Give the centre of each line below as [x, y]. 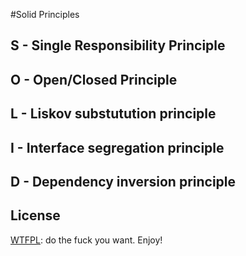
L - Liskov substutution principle [113, 114]
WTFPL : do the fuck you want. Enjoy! [86, 240]
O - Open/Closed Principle [94, 79]
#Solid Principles [45, 14]
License [35, 215]
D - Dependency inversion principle [123, 181]
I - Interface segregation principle [117, 147]
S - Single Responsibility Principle [118, 45]
